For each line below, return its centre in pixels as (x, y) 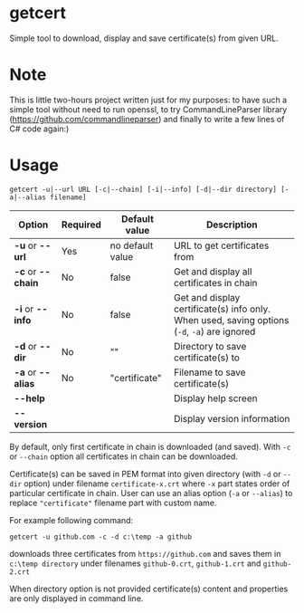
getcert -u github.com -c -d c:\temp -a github (101, 537)
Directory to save (210, 346)
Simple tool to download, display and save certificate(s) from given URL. (144, 38)
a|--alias (28, 197)
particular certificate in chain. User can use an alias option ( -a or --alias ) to (151, 493)
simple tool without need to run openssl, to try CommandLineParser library (148, 109)
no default (132, 245)
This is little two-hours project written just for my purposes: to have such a (148, 100)
